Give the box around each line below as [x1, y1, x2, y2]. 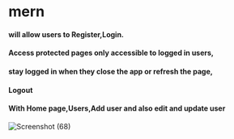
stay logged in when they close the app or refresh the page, [8, 66, 213, 76]
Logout [8, 85, 33, 95]
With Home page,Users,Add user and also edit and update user [8, 103, 226, 113]
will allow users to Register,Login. [8, 29, 124, 39]
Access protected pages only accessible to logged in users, [8, 48, 215, 58]
